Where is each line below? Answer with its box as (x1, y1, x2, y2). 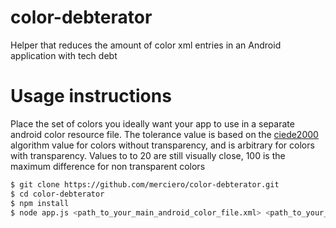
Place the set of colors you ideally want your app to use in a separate (10, 117, 295, 130)
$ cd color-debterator (10, 189, 105, 199)
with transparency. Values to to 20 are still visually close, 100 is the (10, 149, 286, 161)
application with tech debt (10, 49, 118, 61)
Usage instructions (10, 85, 172, 108)
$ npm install (10, 198, 70, 208)
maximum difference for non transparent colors (10, 160, 206, 172)
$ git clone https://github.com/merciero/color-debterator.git (10, 179, 280, 190)
